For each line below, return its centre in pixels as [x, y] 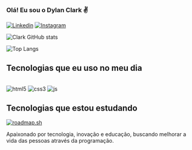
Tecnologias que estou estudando [72, 108]
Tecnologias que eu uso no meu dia [74, 68]
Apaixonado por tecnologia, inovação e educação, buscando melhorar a [96, 134]
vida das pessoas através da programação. [60, 140]
